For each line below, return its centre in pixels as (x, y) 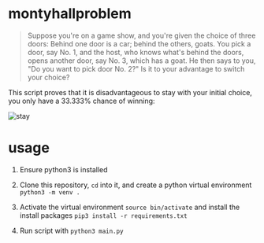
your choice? (48, 77)
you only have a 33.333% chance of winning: (82, 101)
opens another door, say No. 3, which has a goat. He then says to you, (141, 61)
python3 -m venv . (50, 192)
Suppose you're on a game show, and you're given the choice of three (141, 35)
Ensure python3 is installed (63, 169)
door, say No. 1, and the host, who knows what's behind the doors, (136, 52)
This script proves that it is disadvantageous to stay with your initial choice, (130, 92)
